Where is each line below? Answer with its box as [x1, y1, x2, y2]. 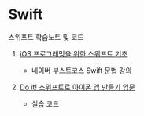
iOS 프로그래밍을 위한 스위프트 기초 [19, 49, 128, 58]
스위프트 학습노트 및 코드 [8, 32, 84, 42]
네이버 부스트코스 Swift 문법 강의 [31, 65, 132, 75]
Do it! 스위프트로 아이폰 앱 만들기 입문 [19, 82, 136, 92]
